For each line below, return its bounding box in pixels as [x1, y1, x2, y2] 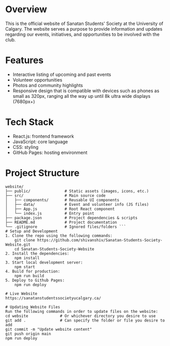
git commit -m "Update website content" [5, 327, 93, 332]
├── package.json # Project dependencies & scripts [5, 215, 138, 220]
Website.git [5, 242, 31, 247]
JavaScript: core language [12, 139, 68, 145]
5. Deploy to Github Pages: [5, 278, 65, 283]
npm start [14, 264, 36, 270]
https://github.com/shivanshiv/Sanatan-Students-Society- [37, 237, 163, 243]
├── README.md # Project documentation [5, 220, 117, 225]
